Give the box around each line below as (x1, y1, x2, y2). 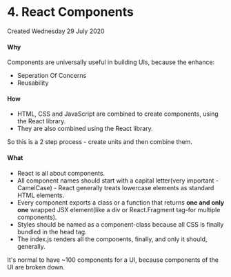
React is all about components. (17, 169, 106, 177)
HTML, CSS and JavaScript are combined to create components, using (17, 110, 219, 118)
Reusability (17, 79, 49, 87)
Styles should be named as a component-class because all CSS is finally (17, 220, 224, 228)
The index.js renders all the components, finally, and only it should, (17, 235, 208, 243)
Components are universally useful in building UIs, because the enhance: (7, 58, 215, 66)
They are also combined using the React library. (17, 125, 153, 133)
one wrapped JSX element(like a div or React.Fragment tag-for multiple (17, 205, 221, 214)
